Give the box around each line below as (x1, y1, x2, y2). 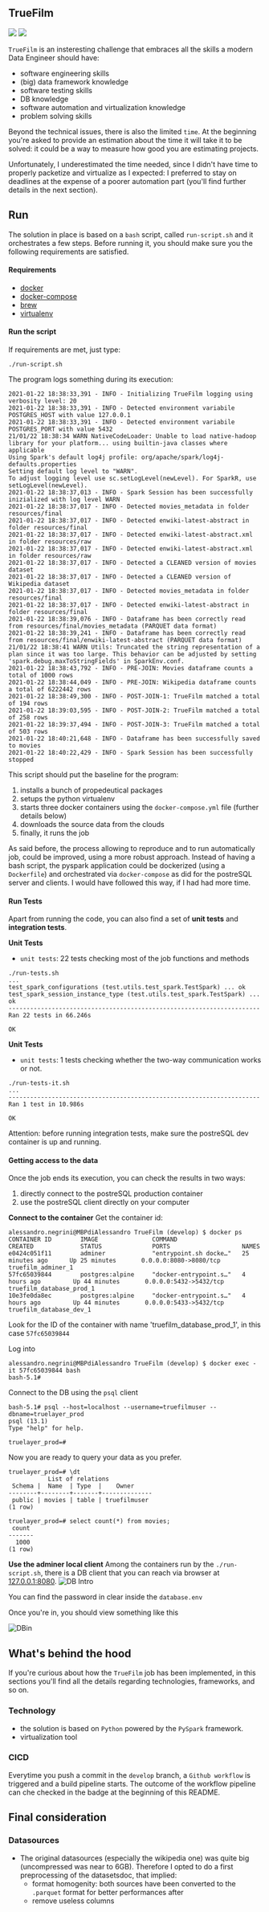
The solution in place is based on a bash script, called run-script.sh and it (8, 229, 254, 240)
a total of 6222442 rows (8, 686, 92, 694)
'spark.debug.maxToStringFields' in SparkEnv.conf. (8, 657, 185, 665)
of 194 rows (8, 699, 48, 708)
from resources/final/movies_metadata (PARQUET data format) (8, 622, 218, 630)
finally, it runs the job (19, 828, 90, 838)
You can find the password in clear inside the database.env (8, 1592, 203, 1602)
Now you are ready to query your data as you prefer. (8, 1452, 182, 1462)
